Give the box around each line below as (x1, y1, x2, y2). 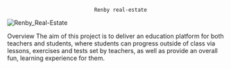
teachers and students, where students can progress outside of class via (7, 39, 216, 48)
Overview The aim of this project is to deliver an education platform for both (7, 32, 224, 40)
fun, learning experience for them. (7, 54, 105, 62)
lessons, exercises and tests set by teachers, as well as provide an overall (7, 47, 219, 55)
